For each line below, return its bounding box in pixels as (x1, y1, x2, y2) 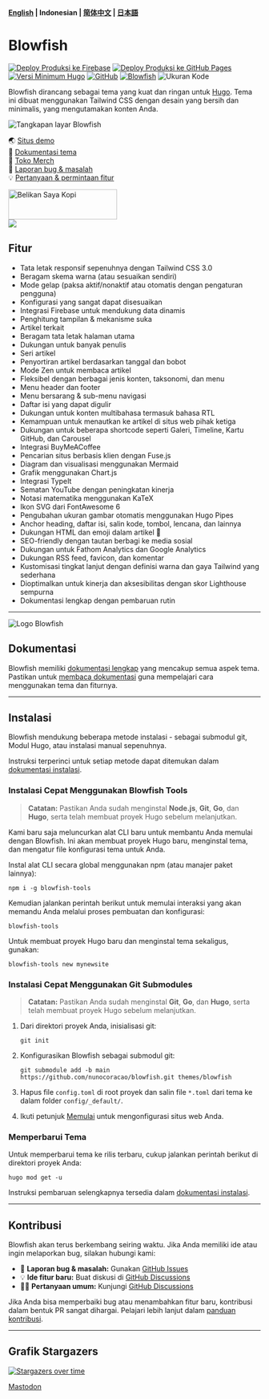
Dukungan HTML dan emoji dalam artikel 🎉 (19, 527, 162, 537)
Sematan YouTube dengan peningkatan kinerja (19, 485, 175, 494)
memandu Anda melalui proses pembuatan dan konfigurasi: (8, 906, 205, 916)
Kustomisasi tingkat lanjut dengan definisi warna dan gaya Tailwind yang (19, 561, 259, 571)
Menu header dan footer (19, 382, 101, 392)
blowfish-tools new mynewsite (8, 960, 110, 968)
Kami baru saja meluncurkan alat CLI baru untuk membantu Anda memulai (8, 827, 254, 837)
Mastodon (8, 1381, 42, 1391)
